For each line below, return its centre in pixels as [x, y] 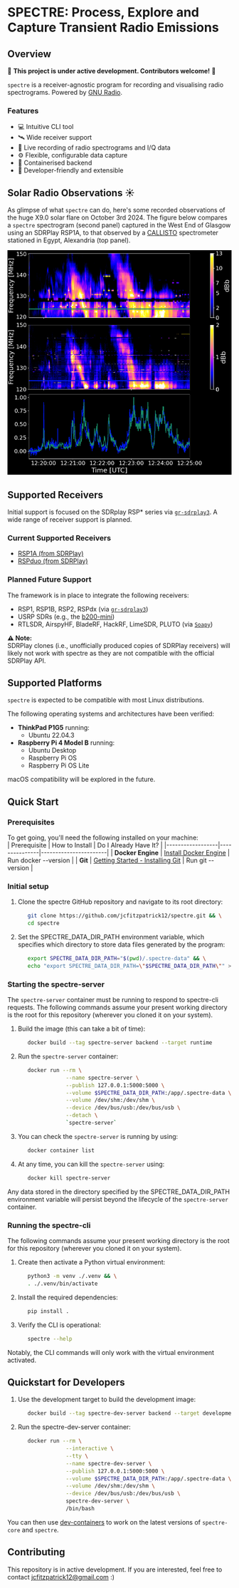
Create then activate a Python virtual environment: [91, 1262]
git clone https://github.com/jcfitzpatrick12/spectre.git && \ [125, 916]
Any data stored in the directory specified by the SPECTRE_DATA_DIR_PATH [118, 1192]
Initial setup [28, 886]
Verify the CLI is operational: [59, 1325]
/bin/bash [80, 1509]
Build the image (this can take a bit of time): [81, 1029]
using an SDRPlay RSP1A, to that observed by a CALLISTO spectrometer [113, 233]
